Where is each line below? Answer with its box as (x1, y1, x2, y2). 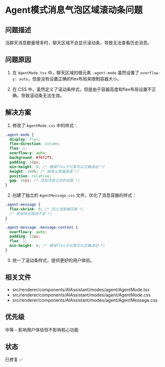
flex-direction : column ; (9, 141, 61, 146)
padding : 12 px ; (9, 234, 41, 239)
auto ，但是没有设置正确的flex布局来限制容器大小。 (19, 76, 122, 82)
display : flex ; (9, 137, 41, 142)
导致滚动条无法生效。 (21, 92, 65, 98)
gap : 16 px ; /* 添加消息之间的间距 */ (9, 178, 80, 183)
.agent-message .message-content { (5, 225, 78, 230)
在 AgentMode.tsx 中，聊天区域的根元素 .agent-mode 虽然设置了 (12, 70, 139, 76)
